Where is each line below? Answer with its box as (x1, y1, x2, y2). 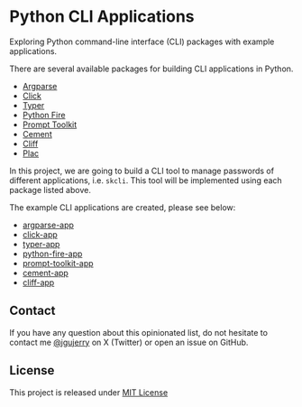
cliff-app (22, 277, 55, 288)
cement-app (22, 267, 69, 278)
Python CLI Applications (9, 6, 196, 27)
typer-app (22, 238, 60, 249)
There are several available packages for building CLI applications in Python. (9, 63, 294, 74)
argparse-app (22, 219, 75, 230)
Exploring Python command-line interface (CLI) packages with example (9, 36, 275, 47)
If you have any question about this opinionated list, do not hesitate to (9, 327, 269, 338)
